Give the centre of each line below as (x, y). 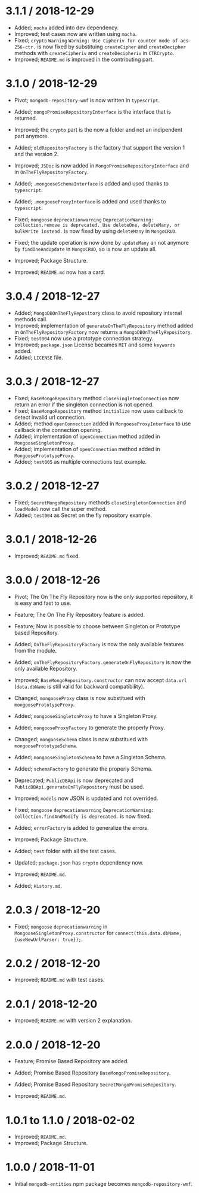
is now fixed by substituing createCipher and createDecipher (111, 47)
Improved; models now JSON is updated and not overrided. (86, 798)
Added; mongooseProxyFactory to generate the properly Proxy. (89, 728)
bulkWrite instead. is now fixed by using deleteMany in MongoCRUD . (95, 231)
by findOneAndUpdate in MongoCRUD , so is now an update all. (85, 249)
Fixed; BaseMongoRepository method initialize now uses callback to (99, 410)
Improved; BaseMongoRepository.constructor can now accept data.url (100, 680)
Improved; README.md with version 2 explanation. (73, 1021)
